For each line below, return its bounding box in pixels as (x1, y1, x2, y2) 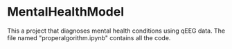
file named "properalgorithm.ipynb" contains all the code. (7, 33, 171, 42)
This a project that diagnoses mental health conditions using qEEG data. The (7, 27, 226, 35)
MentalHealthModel (7, 4, 125, 20)
